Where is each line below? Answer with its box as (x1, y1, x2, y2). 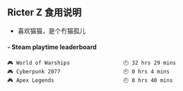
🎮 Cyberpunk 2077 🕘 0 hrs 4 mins (7, 69, 170, 76)
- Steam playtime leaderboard (7, 43, 97, 51)
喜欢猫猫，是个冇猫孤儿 (17, 27, 86, 35)
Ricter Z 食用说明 (7, 6, 82, 19)
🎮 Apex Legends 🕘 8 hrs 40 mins (7, 77, 173, 84)
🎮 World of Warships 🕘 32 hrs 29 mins (7, 59, 176, 66)
